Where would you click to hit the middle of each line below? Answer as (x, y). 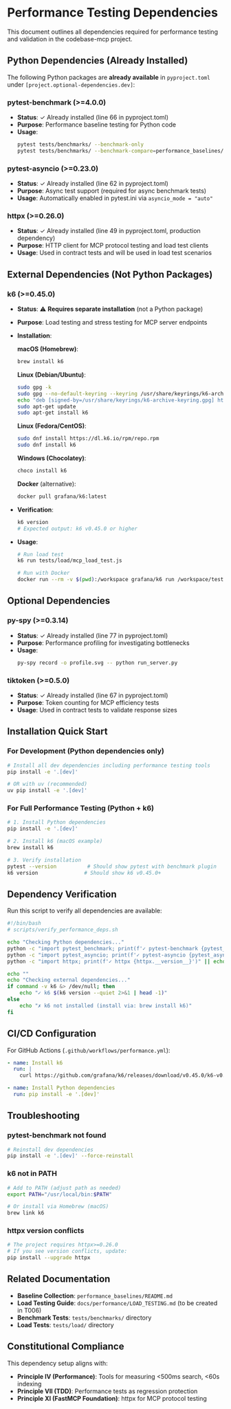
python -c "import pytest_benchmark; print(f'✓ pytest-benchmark (102, 948)
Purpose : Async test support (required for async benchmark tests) (112, 191)
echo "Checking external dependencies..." (69, 980)
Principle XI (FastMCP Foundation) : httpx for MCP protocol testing (112, 1398)
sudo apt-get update (46, 406)
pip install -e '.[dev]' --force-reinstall (70, 1156)
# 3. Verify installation (44, 860)
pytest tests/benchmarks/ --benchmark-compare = (86, 151)
